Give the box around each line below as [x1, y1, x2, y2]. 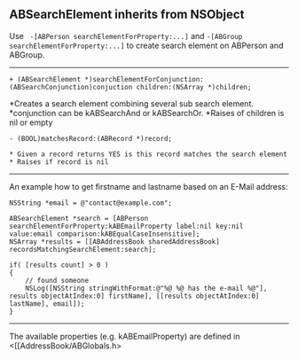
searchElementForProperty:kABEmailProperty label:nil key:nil [9, 222, 244, 230]
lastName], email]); [9, 299, 86, 308]
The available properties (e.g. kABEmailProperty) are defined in [9, 331, 240, 341]
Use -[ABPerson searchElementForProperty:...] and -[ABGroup [9, 30, 243, 41]
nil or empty [9, 117, 53, 128]
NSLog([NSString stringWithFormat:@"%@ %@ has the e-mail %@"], [25, 284, 268, 293]
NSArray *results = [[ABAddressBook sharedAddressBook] [9, 237, 220, 246]
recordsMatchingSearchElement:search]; [9, 245, 157, 254]
